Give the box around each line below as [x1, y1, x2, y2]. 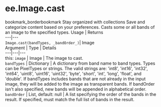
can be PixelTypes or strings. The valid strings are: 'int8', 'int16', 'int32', [5, 65, 148, 71]
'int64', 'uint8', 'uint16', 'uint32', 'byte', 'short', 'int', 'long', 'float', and [5, 71, 141, 76]
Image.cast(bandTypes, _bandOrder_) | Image [5, 39, 95, 45]
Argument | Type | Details [5, 45, 57, 51]
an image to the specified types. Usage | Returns [5, 29, 103, 35]
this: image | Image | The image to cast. [5, 55, 83, 61]
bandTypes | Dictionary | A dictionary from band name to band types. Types [5, 60, 155, 66]
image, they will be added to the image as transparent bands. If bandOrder [5, 81, 155, 87]
